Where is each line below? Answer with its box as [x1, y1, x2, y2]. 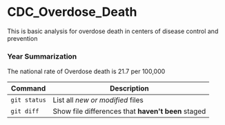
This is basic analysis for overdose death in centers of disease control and [7, 27, 219, 35]
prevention [7, 34, 38, 42]
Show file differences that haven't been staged [52, 106, 206, 116]
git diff [10, 108, 39, 115]
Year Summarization [7, 51, 77, 61]
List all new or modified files [52, 95, 144, 105]
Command [10, 84, 46, 93]
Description [109, 84, 150, 93]
